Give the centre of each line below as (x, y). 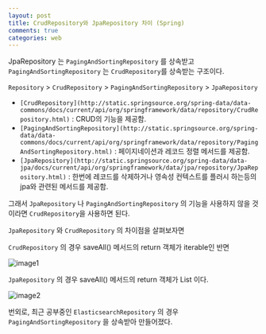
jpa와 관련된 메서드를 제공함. (64, 187)
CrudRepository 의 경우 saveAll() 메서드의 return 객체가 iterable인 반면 (119, 247)
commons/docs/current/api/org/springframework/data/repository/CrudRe (139, 111)
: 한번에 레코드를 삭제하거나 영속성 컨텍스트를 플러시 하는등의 (162, 177)
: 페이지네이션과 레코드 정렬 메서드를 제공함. (182, 151)
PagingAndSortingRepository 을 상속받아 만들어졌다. (91, 322)
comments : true (33, 30)
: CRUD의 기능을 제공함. (109, 119)
